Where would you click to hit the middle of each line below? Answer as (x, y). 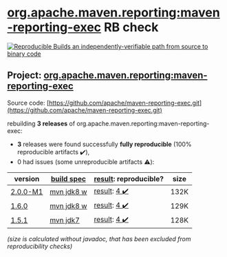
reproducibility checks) (40, 246)
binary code (24, 54)
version (27, 178)
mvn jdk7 (65, 220)
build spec (68, 178)
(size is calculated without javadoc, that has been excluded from (99, 238)
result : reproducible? (129, 178)
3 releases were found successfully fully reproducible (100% (104, 144)
